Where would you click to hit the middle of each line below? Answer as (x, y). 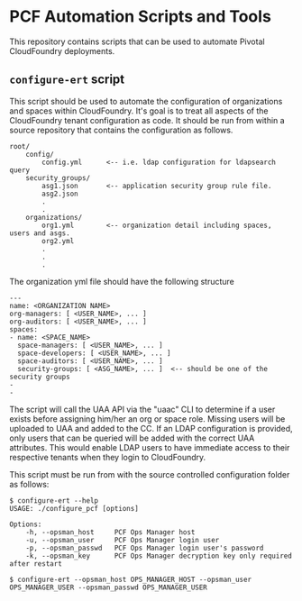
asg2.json (60, 194)
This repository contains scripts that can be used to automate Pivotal (137, 41)
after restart (36, 564)
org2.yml (58, 241)
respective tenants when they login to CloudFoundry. (108, 457)
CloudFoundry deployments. (62, 50)
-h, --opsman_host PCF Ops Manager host (110, 532)
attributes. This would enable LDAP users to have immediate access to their (150, 447)
